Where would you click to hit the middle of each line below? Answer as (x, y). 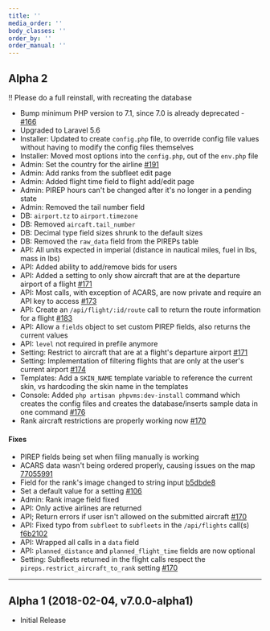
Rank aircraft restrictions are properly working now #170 (113, 420)
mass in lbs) (40, 258)
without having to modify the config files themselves (107, 147)
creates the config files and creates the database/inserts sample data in (139, 404)
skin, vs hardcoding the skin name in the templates (104, 386)
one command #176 (53, 412)
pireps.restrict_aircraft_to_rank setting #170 (99, 568)
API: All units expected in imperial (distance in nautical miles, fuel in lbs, (138, 249)
